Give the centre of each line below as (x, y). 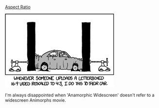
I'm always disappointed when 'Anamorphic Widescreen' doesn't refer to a (80, 95)
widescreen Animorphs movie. (36, 100)
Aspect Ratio (18, 7)
